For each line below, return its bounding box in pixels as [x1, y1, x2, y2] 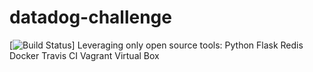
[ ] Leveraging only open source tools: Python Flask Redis [9, 39, 304, 51]
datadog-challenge [9, 6, 172, 29]
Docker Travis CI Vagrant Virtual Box [9, 49, 160, 61]
